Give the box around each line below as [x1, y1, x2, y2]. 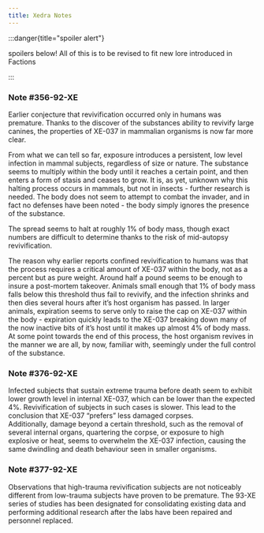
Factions [8, 57, 36, 66]
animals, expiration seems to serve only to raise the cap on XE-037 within [8, 306, 247, 315]
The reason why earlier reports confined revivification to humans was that [8, 255, 248, 265]
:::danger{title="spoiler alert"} [8, 33, 105, 43]
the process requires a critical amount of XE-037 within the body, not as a [8, 264, 248, 274]
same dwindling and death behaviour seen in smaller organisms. [8, 445, 218, 454]
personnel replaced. [8, 516, 73, 525]
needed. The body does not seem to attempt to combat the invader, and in [8, 192, 250, 201]
